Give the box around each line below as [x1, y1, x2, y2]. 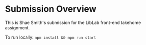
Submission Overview [5, 3, 97, 15]
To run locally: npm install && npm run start [5, 34, 97, 40]
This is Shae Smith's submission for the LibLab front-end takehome [5, 20, 141, 25]
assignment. [5, 24, 30, 30]
